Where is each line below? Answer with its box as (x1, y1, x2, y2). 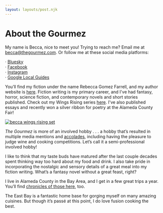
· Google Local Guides (5, 74, 50, 80)
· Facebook (5, 64, 28, 70)
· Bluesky (5, 59, 23, 65)
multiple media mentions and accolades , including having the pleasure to (5, 133, 152, 139)
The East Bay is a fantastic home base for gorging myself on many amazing (5, 193, 157, 198)
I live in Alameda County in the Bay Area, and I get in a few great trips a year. (5, 178, 159, 184)
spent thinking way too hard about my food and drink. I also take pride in (5, 159, 150, 164)
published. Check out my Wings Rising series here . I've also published (5, 99, 146, 105)
